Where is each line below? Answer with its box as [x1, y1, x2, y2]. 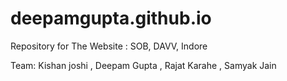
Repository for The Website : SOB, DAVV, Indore [10, 40, 208, 52]
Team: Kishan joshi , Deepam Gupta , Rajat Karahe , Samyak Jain [10, 59, 277, 71]
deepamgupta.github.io [10, 7, 212, 30]
